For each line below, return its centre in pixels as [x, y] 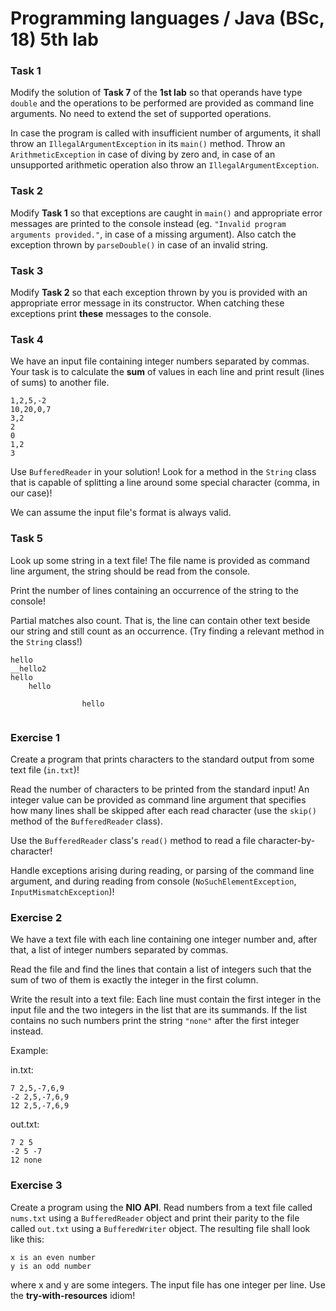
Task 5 [26, 539]
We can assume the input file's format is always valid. [121, 513]
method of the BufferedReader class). [87, 821]
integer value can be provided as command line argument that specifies [158, 799]
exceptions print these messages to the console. [111, 314]
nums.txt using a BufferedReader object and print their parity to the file [155, 1218]
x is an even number [53, 1257]
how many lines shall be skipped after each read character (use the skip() [163, 810]
